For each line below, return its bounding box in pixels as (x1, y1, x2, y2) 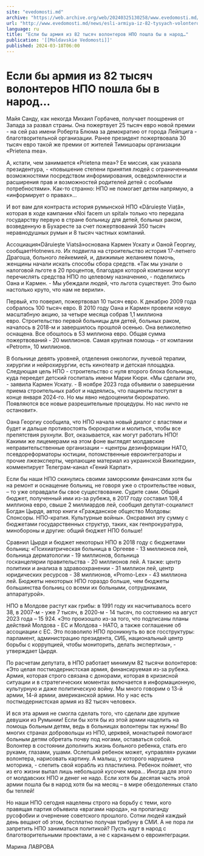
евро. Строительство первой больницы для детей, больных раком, (6, 317, 181, 324)
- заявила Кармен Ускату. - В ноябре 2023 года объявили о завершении (6, 381, 195, 388)
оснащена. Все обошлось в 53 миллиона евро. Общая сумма (6, 330, 166, 337)
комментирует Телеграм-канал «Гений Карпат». (6, 463, 132, 471)
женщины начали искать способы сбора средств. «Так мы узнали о (6, 260, 183, 267)
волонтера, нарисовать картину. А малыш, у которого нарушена (6, 754, 174, 762)
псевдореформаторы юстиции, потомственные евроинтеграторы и (6, 450, 182, 458)
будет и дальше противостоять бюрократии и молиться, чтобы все (6, 424, 182, 432)
